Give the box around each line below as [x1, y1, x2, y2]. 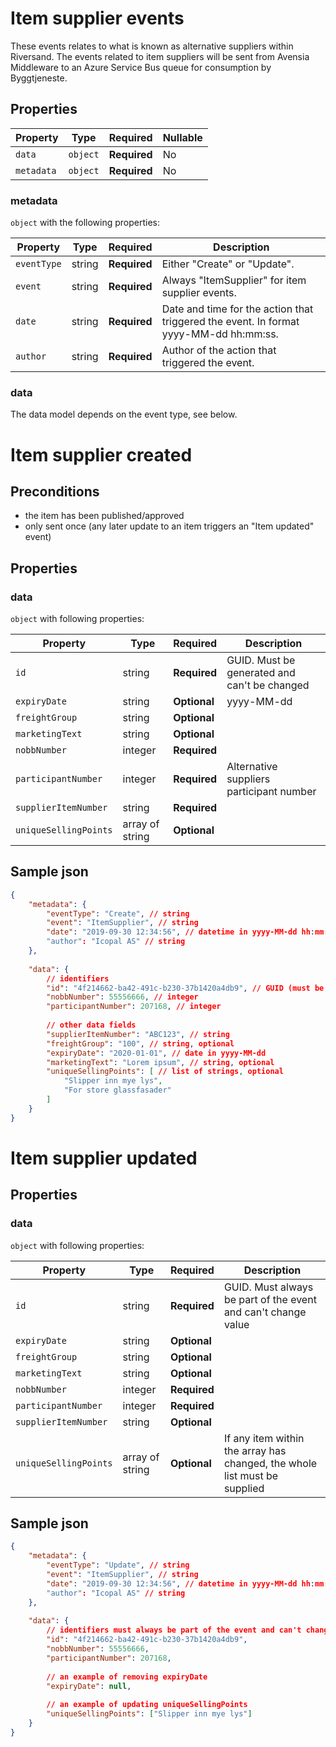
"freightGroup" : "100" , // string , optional [46, 1038, 235, 1049]
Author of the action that [161, 343, 277, 357]
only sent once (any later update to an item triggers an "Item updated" [24, 520, 315, 532]
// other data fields [46, 1020, 137, 1031]
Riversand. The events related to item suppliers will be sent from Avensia [10, 50, 310, 62]
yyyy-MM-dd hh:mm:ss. [161, 327, 279, 341]
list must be [223, 1468, 279, 1482]
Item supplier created [10, 443, 193, 466]
